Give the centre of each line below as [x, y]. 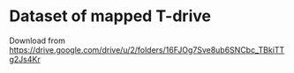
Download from [38, 40]
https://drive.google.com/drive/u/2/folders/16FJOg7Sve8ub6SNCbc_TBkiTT [147, 49]
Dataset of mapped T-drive [110, 16]
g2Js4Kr [25, 59]
